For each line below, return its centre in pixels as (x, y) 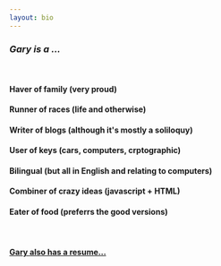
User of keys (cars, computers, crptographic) (95, 150)
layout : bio (31, 17)
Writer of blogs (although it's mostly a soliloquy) (101, 130)
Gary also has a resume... (58, 253)
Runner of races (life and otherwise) (78, 109)
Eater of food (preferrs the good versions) (89, 212)
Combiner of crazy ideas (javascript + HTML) (95, 191)
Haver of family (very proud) (64, 89)
